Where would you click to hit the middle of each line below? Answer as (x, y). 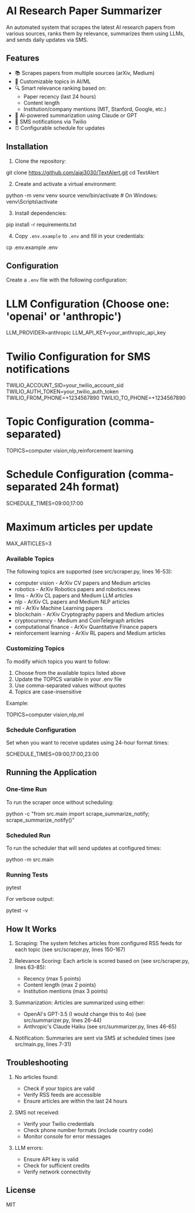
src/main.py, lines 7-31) (43, 1044)
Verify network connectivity (57, 1172)
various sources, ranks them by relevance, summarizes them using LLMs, (95, 33)
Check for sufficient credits (57, 1165)
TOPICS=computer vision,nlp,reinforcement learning (70, 451)
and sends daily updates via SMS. (47, 40)
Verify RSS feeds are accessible (62, 1094)
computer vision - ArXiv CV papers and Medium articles (82, 583)
